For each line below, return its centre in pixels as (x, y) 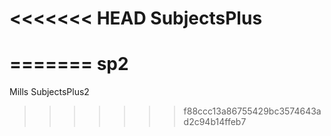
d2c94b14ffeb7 (215, 122)
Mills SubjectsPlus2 (49, 92)
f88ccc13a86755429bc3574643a (252, 111)
